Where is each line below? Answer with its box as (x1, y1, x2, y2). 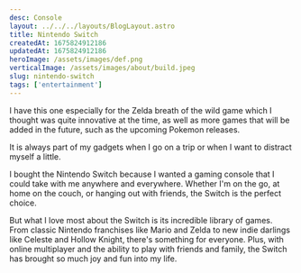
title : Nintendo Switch (9, 30, 99, 39)
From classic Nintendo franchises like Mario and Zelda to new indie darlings (9, 224, 291, 235)
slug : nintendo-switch (9, 72, 95, 81)
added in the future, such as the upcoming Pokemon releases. (9, 123, 241, 135)
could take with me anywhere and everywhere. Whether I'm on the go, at (9, 177, 280, 189)
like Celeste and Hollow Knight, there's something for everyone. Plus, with (9, 233, 284, 244)
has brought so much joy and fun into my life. (9, 253, 178, 264)
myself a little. (9, 150, 61, 162)
